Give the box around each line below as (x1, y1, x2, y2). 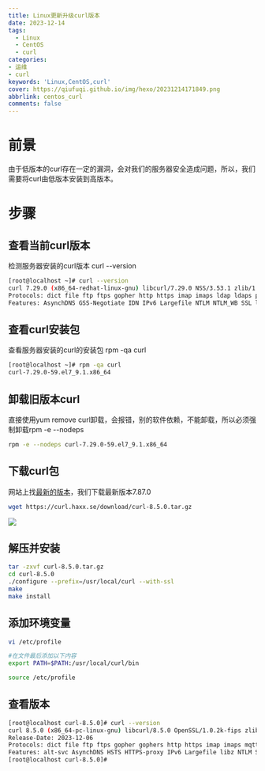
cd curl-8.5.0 (8, 571, 55, 579)
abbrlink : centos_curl (8, 93, 83, 101)
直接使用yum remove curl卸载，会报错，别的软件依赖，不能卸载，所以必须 (8, 415, 250, 424)
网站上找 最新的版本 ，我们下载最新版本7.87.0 (8, 487, 151, 496)
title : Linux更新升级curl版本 (8, 11, 100, 20)
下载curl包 (8, 465, 60, 478)
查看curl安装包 (8, 322, 80, 336)
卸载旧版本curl (8, 393, 80, 406)
